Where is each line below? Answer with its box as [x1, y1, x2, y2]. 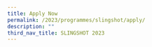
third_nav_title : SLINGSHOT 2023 [7, 29, 105, 37]
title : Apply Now [7, 10, 58, 17]
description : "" [7, 23, 55, 30]
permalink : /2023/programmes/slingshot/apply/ [7, 17, 146, 23]
